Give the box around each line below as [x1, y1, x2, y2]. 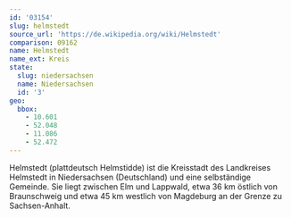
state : [9, 63, 34, 72]
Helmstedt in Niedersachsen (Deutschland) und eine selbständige [9, 172, 252, 182]
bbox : [17, 105, 38, 113]
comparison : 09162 [9, 38, 78, 47]
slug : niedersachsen [17, 71, 94, 80]
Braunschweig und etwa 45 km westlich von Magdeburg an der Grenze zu [9, 190, 283, 201]
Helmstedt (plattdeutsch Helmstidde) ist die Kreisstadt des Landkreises [9, 162, 271, 172]
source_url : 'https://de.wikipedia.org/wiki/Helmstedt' [9, 29, 221, 38]
